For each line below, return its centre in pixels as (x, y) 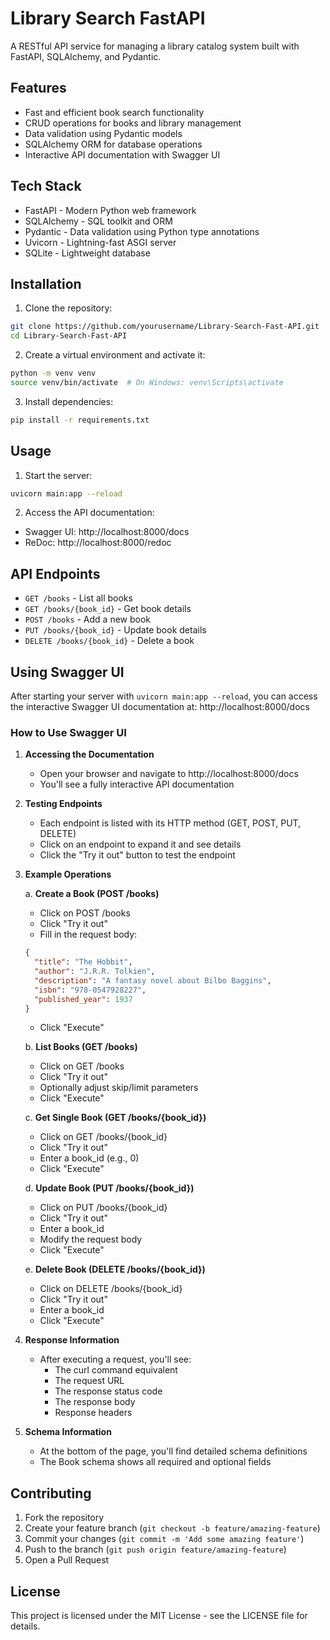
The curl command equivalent (116, 1370)
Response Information (72, 1340)
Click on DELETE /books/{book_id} (111, 1289)
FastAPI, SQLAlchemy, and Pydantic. (86, 56)
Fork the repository (64, 1518)
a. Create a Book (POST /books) (92, 894)
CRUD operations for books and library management (133, 123)
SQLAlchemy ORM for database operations (113, 144)
